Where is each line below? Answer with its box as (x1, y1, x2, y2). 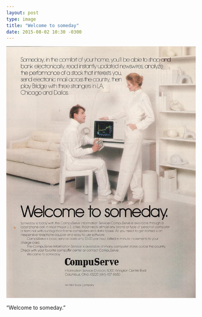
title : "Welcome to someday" (6, 22, 79, 28)
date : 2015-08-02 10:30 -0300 (6, 29, 82, 35)
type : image (6, 16, 36, 22)
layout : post (6, 10, 39, 16)
